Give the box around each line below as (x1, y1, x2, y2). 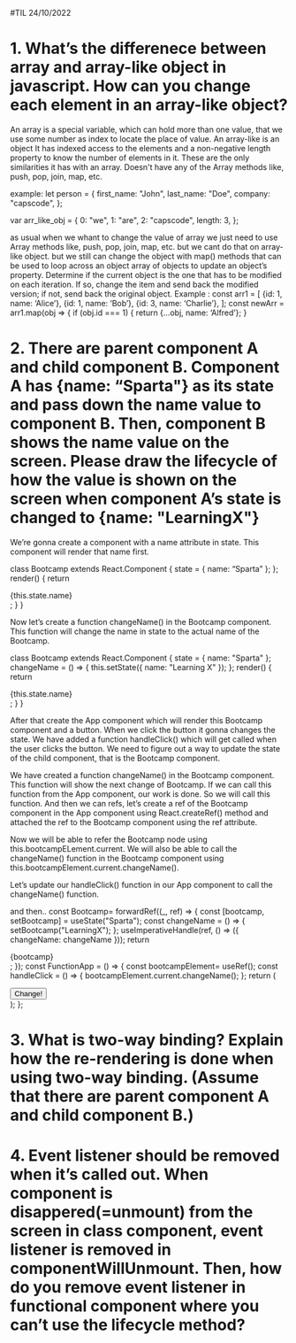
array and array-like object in (10, 58, 227, 78)
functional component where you (10, 1296, 260, 1316)
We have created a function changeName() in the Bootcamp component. (10, 769, 275, 780)
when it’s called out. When (10, 1164, 209, 1185)
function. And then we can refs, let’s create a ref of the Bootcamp (10, 798, 248, 808)
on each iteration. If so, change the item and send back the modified (10, 279, 259, 289)
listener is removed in (10, 1239, 171, 1260)
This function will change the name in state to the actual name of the (10, 626, 260, 637)
